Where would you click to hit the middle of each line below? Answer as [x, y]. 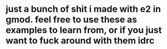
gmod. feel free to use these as [71, 20]
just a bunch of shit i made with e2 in [83, 9]
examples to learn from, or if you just [84, 30]
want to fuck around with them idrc [80, 41]
